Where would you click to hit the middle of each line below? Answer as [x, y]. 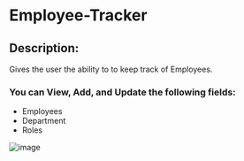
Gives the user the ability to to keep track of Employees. [111, 69]
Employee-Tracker [78, 15]
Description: [44, 48]
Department [44, 121]
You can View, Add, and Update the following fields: [122, 92]
